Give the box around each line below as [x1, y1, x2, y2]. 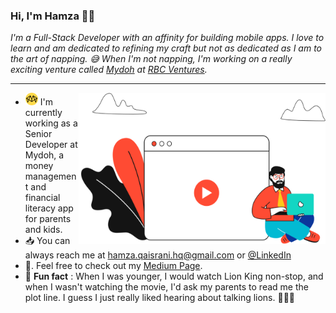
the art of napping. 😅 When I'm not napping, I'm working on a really [10, 53, 293, 65]
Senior [24, 128, 53, 140]
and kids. [24, 224, 63, 236]
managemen [24, 170, 77, 183]
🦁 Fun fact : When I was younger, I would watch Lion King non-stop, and [24, 270, 324, 283]
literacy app [24, 202, 74, 214]
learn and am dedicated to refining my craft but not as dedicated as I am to [10, 42, 322, 54]
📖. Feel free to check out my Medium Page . [24, 260, 203, 272]
